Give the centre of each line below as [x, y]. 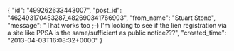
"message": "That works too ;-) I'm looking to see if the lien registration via [117, 25]
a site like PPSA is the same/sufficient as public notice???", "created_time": [117, 33]
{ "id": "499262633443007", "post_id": [65, 10]
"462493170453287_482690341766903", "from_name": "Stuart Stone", [111, 18]
